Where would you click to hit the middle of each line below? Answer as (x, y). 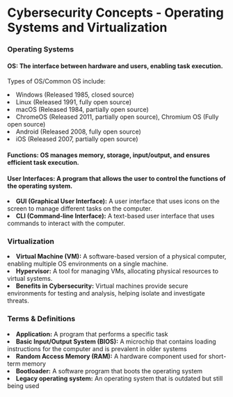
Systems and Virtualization (87, 27)
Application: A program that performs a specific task (92, 334)
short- (217, 356)
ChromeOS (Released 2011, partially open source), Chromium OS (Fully (118, 117)
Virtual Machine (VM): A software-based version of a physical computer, (121, 257)
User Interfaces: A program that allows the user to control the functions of (116, 178)
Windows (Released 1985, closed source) (75, 95)
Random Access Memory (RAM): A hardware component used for (112, 356)
